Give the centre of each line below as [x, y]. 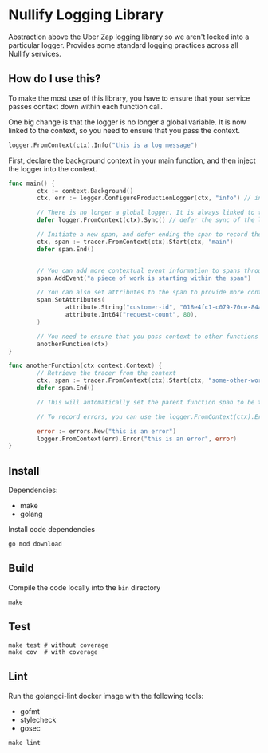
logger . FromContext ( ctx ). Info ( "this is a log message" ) [103, 145]
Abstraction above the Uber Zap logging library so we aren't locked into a [129, 37]
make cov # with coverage [53, 652]
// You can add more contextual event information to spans [139, 270]
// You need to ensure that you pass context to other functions [148, 337]
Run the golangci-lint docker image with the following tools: [106, 696]
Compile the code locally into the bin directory [85, 587]
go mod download [35, 544]
